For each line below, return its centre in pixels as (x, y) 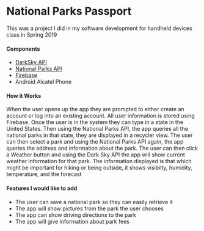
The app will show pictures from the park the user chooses (89, 208)
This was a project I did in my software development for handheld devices (99, 28)
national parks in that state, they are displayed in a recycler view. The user (100, 135)
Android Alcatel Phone (43, 82)
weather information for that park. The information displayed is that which (99, 161)
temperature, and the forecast (44, 174)
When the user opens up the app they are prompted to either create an (95, 109)
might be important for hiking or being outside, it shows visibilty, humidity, (99, 168)
